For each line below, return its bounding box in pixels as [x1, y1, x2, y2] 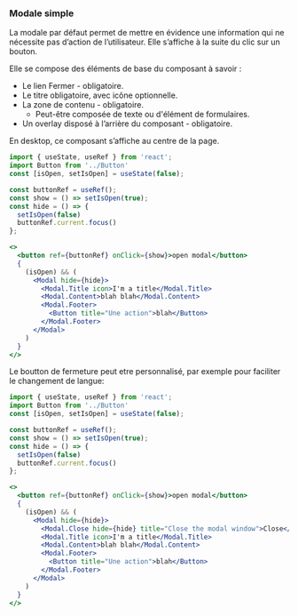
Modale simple [9, 7, 74, 20]
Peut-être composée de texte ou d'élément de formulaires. [35, 109, 250, 120]
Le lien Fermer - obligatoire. [21, 81, 124, 92]
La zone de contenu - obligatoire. [21, 100, 145, 110]
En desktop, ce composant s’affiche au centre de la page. [9, 136, 220, 147]
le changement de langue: [9, 376, 105, 387]
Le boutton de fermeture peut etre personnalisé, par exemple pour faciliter [9, 366, 281, 377]
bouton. [9, 46, 38, 57]
